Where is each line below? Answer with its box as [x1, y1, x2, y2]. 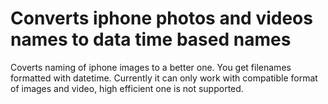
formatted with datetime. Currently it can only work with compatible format [10, 72, 318, 84]
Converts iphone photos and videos [10, 7, 313, 30]
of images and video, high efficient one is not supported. [10, 82, 244, 94]
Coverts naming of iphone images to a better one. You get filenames [10, 61, 292, 73]
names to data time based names [10, 28, 292, 51]
